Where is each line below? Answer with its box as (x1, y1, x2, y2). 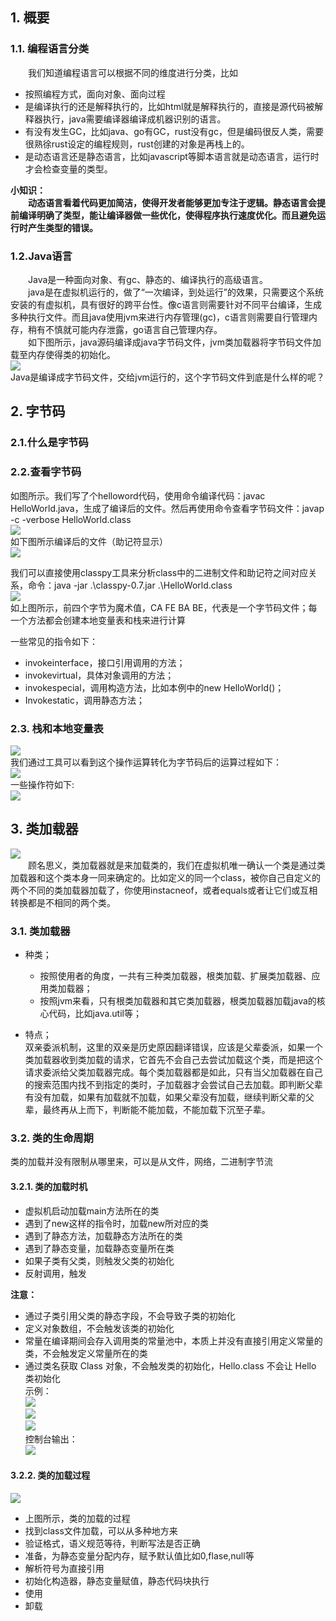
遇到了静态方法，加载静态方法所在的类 (24, 1229, 183, 1242)
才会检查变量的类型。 (24, 163, 113, 175)
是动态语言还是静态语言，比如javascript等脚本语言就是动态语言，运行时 (24, 150, 320, 162)
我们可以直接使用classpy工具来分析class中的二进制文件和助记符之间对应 (10, 566, 309, 578)
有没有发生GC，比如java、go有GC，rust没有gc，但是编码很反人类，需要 (24, 125, 324, 137)
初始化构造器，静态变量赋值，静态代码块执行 (24, 1574, 210, 1587)
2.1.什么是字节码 (10, 436, 89, 450)
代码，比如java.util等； (48, 1008, 142, 1019)
